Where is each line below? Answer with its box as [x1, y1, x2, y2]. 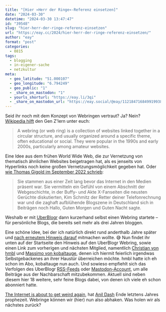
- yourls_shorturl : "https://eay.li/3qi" [9, 95, 96, 100]
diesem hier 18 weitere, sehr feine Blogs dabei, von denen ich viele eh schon [5, 277, 161, 283]
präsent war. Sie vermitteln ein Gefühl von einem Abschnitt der [17, 184, 145, 190]
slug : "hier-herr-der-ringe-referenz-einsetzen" [5, 26, 107, 31]
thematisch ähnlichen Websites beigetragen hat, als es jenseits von [5, 158, 142, 164]
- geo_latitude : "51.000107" [9, 76, 70, 81]
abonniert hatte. [5, 282, 38, 288]
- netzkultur [9, 67, 37, 72]
